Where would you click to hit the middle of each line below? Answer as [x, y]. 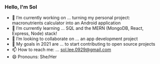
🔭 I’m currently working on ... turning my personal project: [71, 18]
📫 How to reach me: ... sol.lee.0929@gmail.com [61, 50]
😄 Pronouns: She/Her [34, 57]
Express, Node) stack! [35, 34]
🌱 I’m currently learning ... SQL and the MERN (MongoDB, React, [78, 28]
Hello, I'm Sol [21, 7]
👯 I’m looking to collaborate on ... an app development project [75, 39]
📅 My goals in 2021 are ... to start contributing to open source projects [83, 44]
